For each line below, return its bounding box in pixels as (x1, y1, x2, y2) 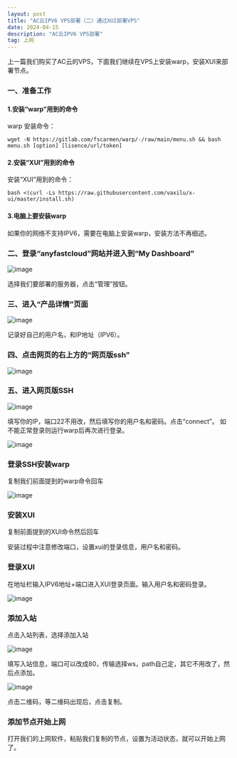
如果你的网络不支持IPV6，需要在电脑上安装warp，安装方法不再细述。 (7, 228, 211, 237)
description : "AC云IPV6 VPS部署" (7, 30, 103, 38)
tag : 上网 (7, 37, 34, 44)
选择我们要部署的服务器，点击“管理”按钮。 (7, 279, 132, 288)
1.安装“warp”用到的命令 (7, 105, 78, 113)
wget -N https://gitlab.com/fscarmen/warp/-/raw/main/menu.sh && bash (7, 136, 221, 143)
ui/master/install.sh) (7, 196, 75, 203)
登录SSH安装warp (7, 459, 70, 469)
